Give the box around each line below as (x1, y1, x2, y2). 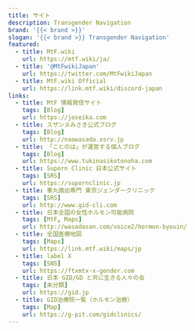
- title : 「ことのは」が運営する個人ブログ (15, 143, 140, 151)
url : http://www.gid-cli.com (22, 201, 117, 209)
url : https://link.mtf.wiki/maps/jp (22, 245, 143, 253)
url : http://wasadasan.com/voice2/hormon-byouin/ (22, 223, 188, 231)
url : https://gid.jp (22, 289, 89, 296)
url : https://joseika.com (22, 114, 107, 122)
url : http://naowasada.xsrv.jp (22, 135, 125, 144)
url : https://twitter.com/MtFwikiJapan (22, 70, 153, 78)
